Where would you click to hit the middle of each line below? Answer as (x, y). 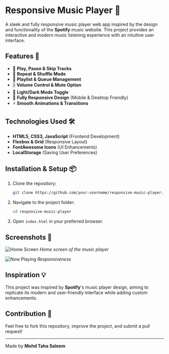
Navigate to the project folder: (44, 203)
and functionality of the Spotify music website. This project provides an (80, 29)
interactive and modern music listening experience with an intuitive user (80, 35)
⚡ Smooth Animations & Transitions (50, 103)
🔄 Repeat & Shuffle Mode (39, 74)
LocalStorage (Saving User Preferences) (55, 152)
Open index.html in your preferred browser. (58, 221)
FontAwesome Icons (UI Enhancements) (55, 147)
